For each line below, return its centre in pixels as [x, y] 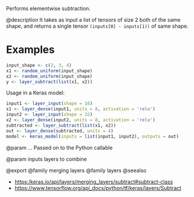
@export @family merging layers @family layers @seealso [76, 170]
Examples [30, 50]
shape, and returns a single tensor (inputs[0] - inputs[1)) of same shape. [97, 26]
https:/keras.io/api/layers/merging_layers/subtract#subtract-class [94, 182]
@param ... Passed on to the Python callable [59, 147]
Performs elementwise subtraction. [48, 9]
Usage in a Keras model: [36, 93]
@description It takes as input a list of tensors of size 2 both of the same [93, 20]
